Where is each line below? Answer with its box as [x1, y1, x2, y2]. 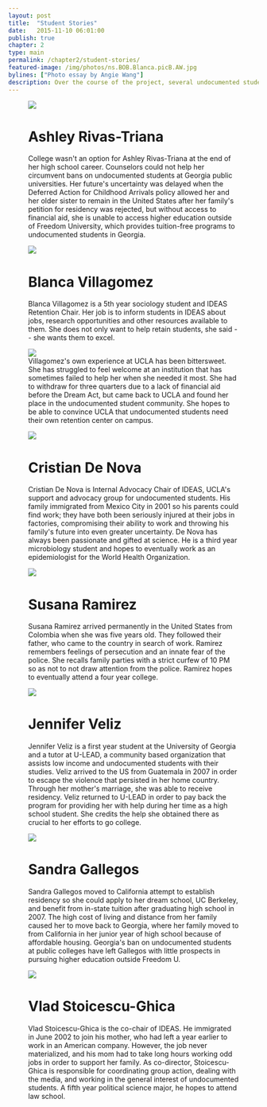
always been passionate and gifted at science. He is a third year [28, 535, 238, 546]
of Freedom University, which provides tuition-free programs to [28, 221, 236, 231]
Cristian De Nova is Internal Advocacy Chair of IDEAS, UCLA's [28, 485, 231, 495]
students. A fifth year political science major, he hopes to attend [28, 1083, 238, 1093]
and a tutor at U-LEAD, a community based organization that [28, 750, 226, 760]
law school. [28, 1092, 66, 1101]
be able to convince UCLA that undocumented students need [28, 407, 229, 417]
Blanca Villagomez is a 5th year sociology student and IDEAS [28, 299, 228, 309]
